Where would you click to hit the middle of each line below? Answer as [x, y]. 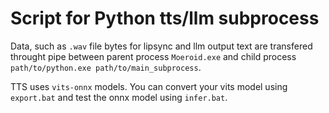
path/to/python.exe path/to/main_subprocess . [106, 67]
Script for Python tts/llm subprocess [165, 18]
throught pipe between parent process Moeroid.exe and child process [153, 56]
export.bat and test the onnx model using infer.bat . [119, 97]
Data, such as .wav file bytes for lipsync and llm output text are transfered [161, 46]
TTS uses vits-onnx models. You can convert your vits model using [149, 86]
